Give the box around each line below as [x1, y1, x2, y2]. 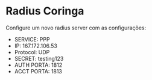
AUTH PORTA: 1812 [14, 61, 63, 69]
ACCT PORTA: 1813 [14, 67, 63, 75]
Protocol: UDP [14, 48, 50, 55]
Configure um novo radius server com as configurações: [5, 24, 146, 31]
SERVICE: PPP [14, 35, 50, 43]
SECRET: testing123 [14, 55, 64, 62]
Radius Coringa [5, 4, 84, 18]
